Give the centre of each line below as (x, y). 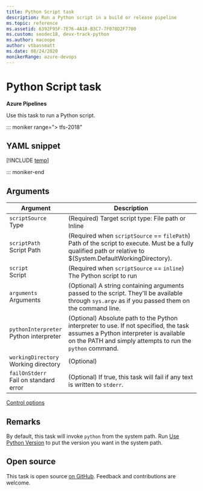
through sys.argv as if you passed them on (129, 301)
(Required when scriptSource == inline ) (126, 268)
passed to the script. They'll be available (126, 293)
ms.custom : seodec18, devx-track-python (58, 34)
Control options (26, 403)
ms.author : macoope (31, 40)
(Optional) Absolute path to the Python (123, 318)
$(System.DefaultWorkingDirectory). (120, 259)
